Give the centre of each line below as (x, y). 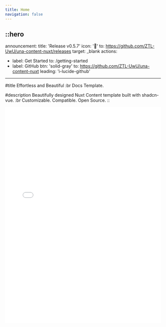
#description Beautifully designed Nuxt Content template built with (73, 95)
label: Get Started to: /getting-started (50, 61)
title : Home (17, 10)
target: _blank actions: (95, 51)
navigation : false (24, 14)
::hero (15, 34)
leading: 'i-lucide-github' (65, 72)
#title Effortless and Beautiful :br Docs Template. (54, 86)
